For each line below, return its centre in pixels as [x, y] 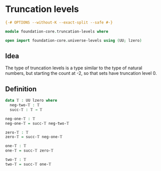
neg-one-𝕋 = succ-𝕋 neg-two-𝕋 [37, 123]
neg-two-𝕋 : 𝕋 [25, 105]
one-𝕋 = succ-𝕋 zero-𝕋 [29, 151]
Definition [21, 89]
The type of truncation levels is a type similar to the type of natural [74, 68]
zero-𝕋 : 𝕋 [17, 132]
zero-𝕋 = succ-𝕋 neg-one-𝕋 [34, 137]
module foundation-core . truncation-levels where [57, 31]
